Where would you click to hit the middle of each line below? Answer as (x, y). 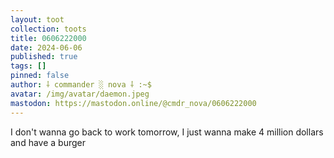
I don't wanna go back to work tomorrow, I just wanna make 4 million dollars (167, 132)
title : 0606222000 (48, 38)
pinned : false (40, 76)
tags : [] (28, 66)
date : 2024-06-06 (46, 47)
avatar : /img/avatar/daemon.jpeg (80, 94)
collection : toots (48, 29)
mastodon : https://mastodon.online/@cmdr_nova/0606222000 (133, 103)
